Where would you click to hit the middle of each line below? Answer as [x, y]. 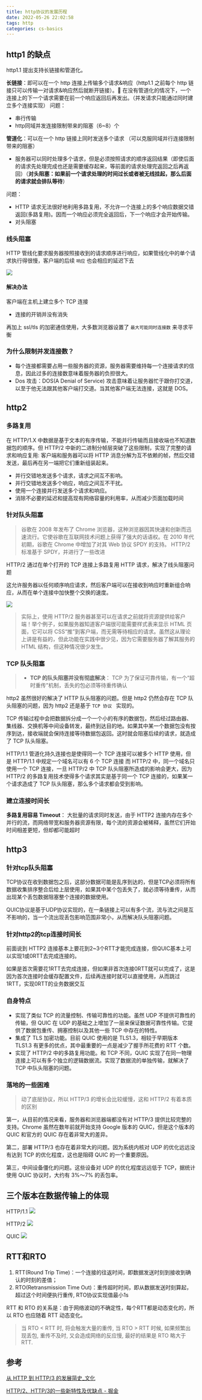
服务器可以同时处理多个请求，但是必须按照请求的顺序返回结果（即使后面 [104, 159]
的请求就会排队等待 [39, 182]
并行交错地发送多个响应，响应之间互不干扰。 [70, 483]
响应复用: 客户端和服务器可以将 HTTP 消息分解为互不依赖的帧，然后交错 [106, 455]
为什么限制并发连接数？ [40, 351]
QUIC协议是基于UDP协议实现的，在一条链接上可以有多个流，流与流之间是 [97, 910]
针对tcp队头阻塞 [29, 868]
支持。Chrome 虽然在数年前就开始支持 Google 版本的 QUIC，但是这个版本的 [100, 1127]
